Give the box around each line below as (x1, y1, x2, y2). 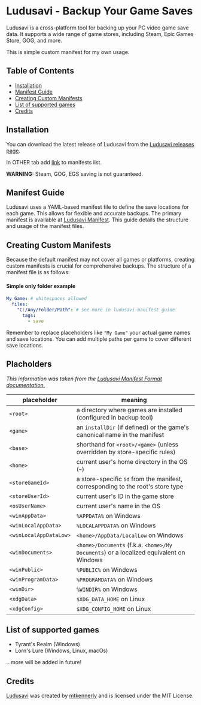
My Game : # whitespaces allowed (6, 296, 87, 302)
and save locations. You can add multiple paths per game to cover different (6, 335, 191, 343)
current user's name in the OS (76, 502, 160, 510)
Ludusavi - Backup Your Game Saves (6, 4, 193, 18)
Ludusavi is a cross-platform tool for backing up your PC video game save (6, 24, 190, 31)
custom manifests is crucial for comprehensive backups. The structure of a (6, 262, 191, 269)
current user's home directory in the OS (76, 457, 188, 466)
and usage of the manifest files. (6, 223, 84, 230)
